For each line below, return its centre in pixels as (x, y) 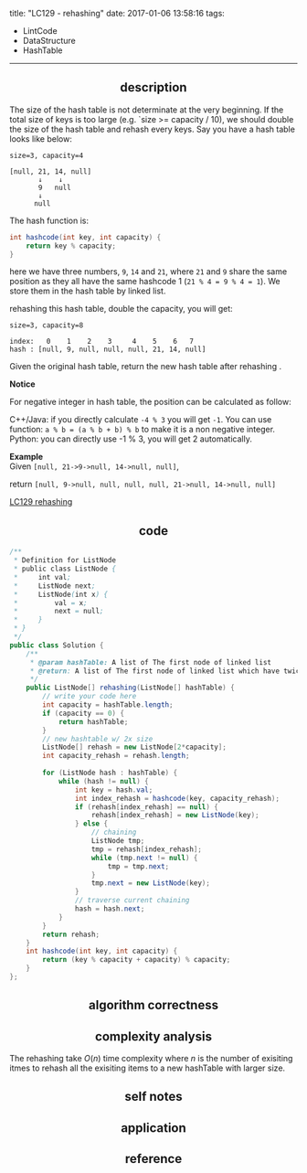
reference (153, 1159)
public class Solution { (57, 645)
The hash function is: (49, 220)
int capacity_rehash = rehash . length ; (116, 756)
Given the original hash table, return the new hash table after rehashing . (145, 367)
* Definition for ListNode (65, 560)
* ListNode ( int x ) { (60, 594)
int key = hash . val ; (114, 790)
